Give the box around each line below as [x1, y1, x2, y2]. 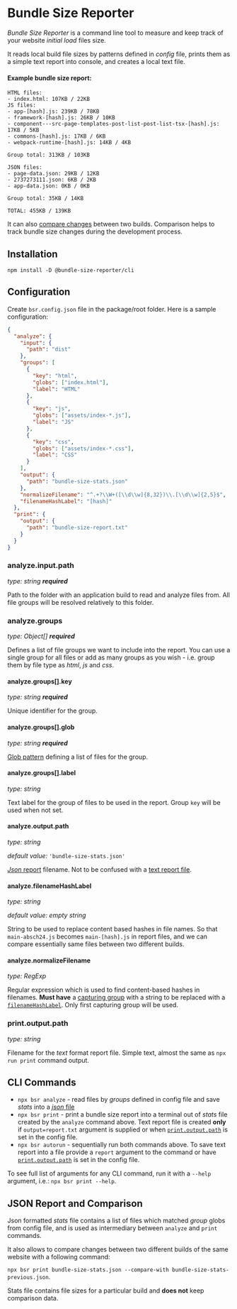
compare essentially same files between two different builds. [7, 940, 185, 948]
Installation [7, 248, 58, 260]
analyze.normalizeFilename [7, 956, 91, 965]
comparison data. [7, 1294, 59, 1303]
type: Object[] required [7, 632, 76, 640]
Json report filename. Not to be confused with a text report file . [7, 865, 192, 874]
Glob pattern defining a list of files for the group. [7, 752, 149, 761]
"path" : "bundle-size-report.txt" [25, 524, 129, 532]
